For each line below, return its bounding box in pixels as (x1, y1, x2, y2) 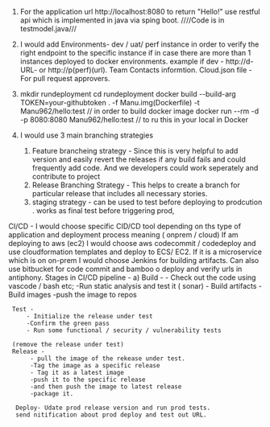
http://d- (225, 56, 254, 66)
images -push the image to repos (27, 289, 137, 299)
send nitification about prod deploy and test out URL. (15, 411, 207, 419)
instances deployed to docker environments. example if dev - (19, 56, 224, 66)
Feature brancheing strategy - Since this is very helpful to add (31, 146, 239, 155)
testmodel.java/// (19, 24, 77, 33)
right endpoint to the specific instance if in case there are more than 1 (19, 48, 251, 57)
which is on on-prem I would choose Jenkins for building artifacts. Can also (8, 256, 260, 265)
